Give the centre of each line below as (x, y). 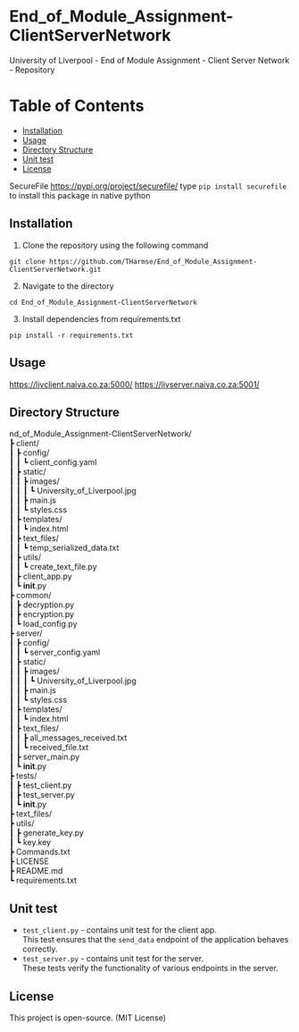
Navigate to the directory (68, 286)
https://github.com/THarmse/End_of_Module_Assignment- (153, 261)
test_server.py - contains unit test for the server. (113, 959)
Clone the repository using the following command (115, 245)
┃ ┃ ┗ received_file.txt (49, 748)
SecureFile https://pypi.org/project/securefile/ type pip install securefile (148, 186)
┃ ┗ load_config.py (43, 624)
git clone (28, 261)
